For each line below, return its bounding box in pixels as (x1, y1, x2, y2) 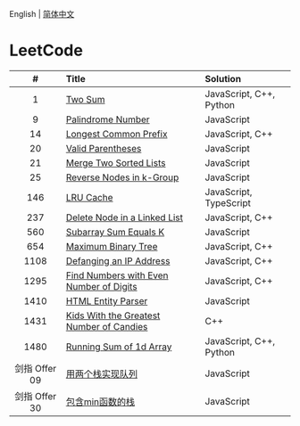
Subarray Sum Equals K (65, 225, 165, 238)
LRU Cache (65, 191, 113, 203)
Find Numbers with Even (65, 269, 169, 282)
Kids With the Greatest (65, 309, 161, 322)
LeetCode (9, 40, 83, 61)
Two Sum (65, 93, 105, 105)
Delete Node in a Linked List (65, 211, 184, 224)
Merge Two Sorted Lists (65, 156, 166, 168)
